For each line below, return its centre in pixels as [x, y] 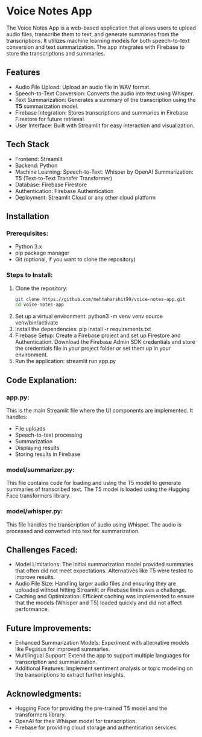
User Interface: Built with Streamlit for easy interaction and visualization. [105, 125]
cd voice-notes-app [39, 305]
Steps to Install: [30, 275]
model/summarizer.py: [40, 470]
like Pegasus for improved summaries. [62, 649]
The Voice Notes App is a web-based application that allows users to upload [101, 28]
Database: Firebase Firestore [51, 185]
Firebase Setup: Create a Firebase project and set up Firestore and [98, 335]
